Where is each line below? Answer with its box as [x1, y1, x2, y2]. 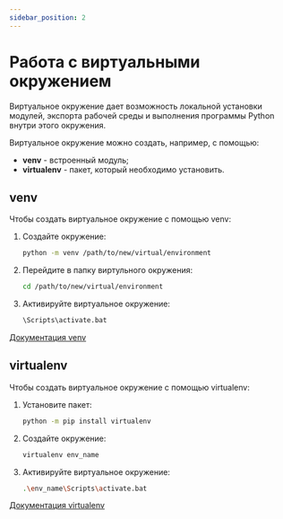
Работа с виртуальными [9, 51, 201, 72]
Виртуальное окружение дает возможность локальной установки [9, 101, 262, 111]
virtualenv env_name [21, 450, 99, 459]
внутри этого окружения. [9, 119, 107, 130]
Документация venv [9, 332, 87, 342]
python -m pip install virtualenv [21, 417, 151, 426]
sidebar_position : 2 [9, 13, 87, 22]
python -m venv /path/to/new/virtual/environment [21, 249, 212, 258]
